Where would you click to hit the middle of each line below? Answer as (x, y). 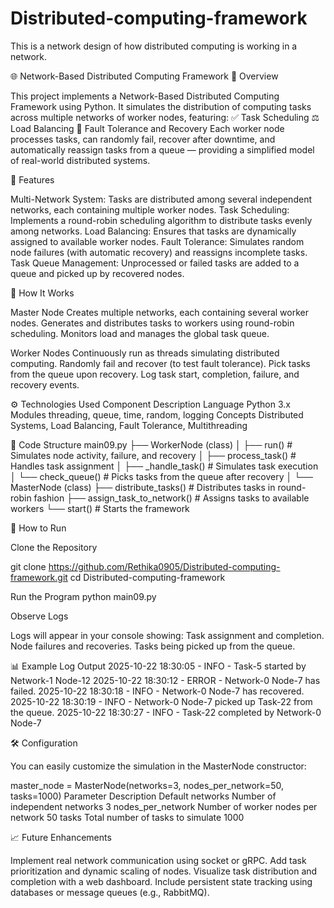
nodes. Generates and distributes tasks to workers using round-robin (152, 323)
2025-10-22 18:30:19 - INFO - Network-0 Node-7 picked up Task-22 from (161, 701)
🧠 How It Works (42, 293)
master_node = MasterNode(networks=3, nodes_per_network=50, (147, 785)
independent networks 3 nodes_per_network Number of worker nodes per (164, 806)
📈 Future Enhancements (61, 837)
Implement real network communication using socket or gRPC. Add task (158, 860)
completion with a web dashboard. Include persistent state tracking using (161, 881)
